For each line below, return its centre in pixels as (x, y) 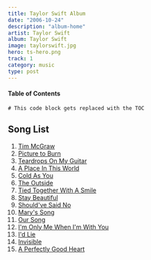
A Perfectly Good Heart (51, 249)
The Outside (36, 183)
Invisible (30, 241)
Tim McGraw (36, 146)
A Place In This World (48, 168)
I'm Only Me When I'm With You (63, 227)
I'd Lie (27, 234)
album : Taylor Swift (38, 39)
